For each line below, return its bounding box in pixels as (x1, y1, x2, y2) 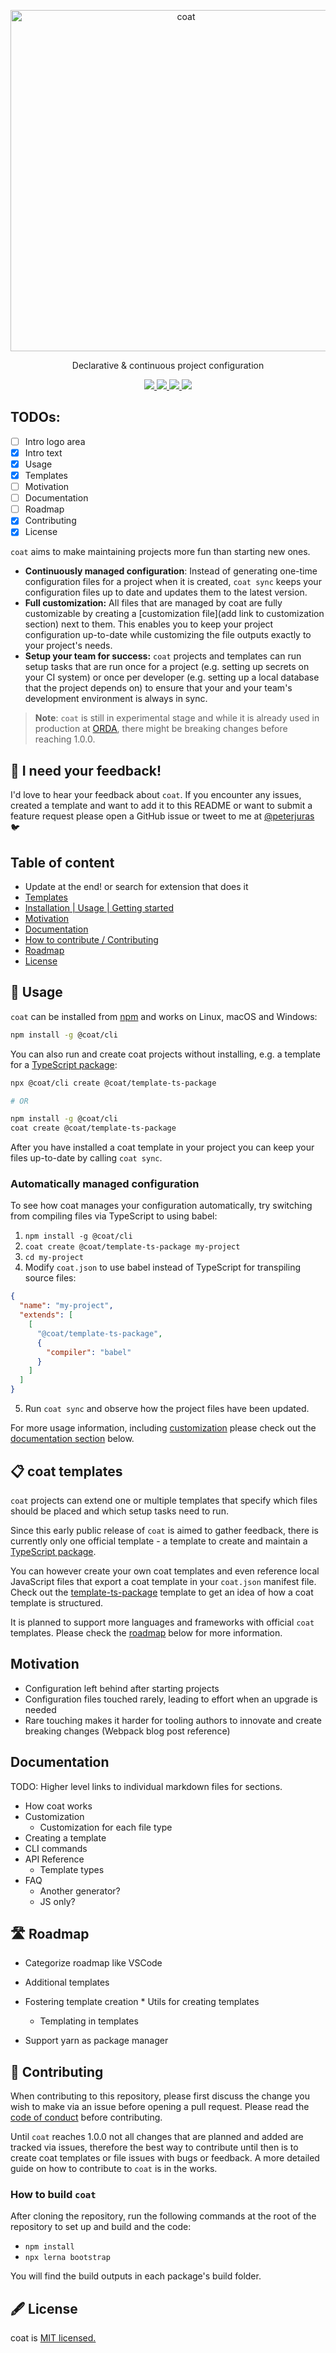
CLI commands (24, 1842, 88, 1854)
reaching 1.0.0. (34, 733, 96, 745)
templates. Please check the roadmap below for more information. (10, 1626, 283, 1639)
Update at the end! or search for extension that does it (24, 881, 249, 892)
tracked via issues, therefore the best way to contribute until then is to (10, 2141, 299, 2154)
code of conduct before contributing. (10, 2111, 163, 2124)
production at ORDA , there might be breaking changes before (34, 723, 288, 735)
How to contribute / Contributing (24, 934, 159, 945)
